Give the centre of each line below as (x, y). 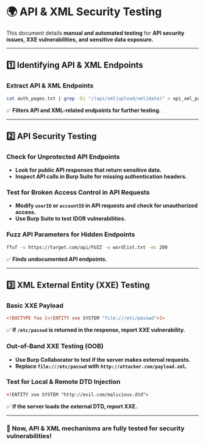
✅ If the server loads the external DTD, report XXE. (72, 406)
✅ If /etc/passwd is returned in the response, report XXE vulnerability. (96, 330)
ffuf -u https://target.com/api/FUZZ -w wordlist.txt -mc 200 (87, 247)
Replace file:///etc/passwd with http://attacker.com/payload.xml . (101, 366)
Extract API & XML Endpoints (50, 86)
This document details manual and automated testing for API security (95, 33)
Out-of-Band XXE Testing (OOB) (55, 346)
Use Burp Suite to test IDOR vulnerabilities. (70, 219)
